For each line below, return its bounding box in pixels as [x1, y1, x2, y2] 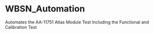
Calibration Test [5, 24, 37, 30]
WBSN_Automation [5, 3, 85, 14]
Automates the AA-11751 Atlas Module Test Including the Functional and [5, 19, 149, 25]
